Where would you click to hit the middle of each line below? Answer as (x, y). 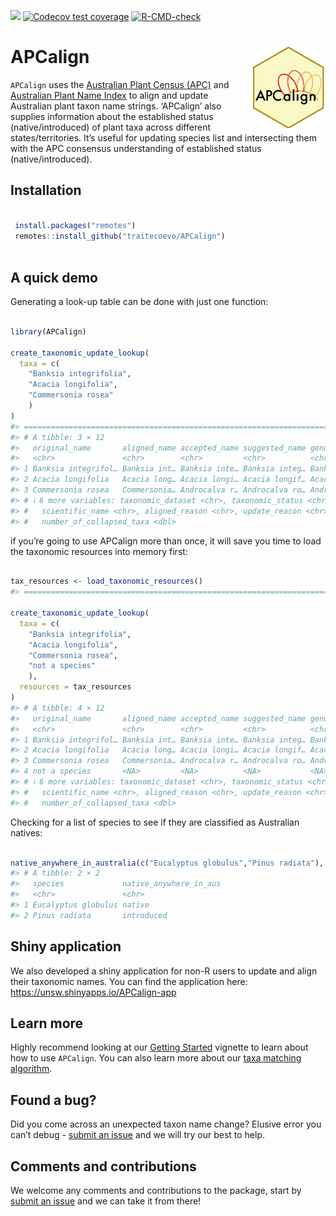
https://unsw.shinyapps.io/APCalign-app (93, 992)
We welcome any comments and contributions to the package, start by (156, 1191)
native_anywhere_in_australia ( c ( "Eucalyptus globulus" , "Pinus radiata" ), (167, 863)
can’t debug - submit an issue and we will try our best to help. (138, 1135)
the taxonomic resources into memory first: (99, 551)
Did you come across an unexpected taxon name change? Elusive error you (166, 1124)
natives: (26, 832)
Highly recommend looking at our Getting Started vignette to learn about (159, 1047)
